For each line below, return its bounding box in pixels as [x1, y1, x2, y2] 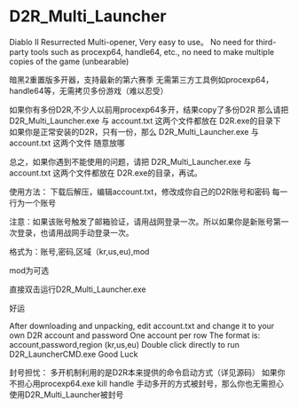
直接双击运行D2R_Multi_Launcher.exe [9, 284, 146, 294]
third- [255, 36, 277, 47]
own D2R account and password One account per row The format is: [9, 330, 261, 341]
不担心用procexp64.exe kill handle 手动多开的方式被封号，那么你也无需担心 [9, 378, 284, 388]
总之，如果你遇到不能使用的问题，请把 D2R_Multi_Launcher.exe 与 [9, 156, 252, 167]
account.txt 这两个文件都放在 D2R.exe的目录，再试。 [9, 167, 202, 178]
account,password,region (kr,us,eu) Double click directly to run [9, 339, 240, 349]
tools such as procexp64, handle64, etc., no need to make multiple [30, 46, 275, 57]
